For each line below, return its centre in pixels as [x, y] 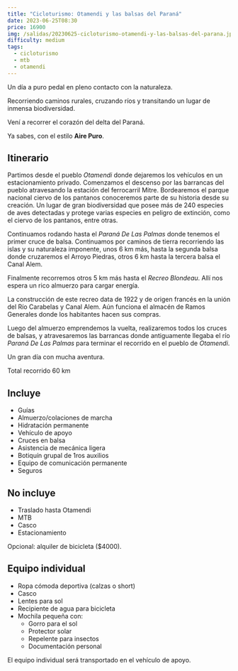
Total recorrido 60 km [39, 371]
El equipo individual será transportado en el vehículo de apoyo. [99, 660]
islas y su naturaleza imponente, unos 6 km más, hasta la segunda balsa [113, 249]
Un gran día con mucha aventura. [56, 357]
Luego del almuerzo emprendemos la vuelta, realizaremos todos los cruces [117, 328]
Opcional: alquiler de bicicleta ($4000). [64, 547]
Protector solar [50, 631]
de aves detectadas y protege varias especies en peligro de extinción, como [119, 213]
